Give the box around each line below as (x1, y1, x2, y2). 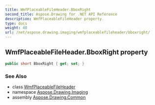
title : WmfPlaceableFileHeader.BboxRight (5, 7, 91, 12)
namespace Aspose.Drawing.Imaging (12, 89, 88, 95)
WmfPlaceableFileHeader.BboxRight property (5, 48, 148, 56)
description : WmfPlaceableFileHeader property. (5, 16, 104, 21)
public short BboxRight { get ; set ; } (5, 61, 84, 66)
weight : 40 (5, 26, 27, 30)
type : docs (5, 21, 27, 26)
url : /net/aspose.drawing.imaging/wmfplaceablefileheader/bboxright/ (5, 30, 151, 35)
